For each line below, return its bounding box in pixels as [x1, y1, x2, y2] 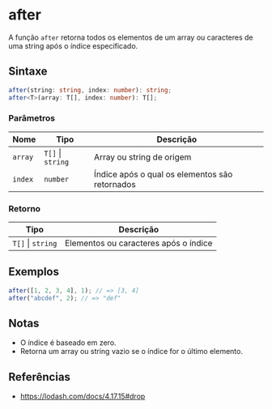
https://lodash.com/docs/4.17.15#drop [19, 391, 146, 402]
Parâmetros [8, 113, 55, 124]
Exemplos [8, 265, 59, 279]
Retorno [8, 202, 41, 214]
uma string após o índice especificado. [8, 40, 138, 50]
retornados [94, 178, 136, 190]
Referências [8, 370, 71, 384]
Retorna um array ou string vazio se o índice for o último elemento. [19, 347, 243, 356]
